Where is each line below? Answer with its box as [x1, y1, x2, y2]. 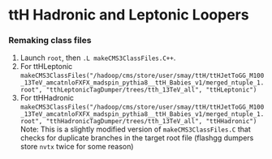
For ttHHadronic [19, 93, 75, 103]
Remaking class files [8, 35, 92, 46]
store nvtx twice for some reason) [19, 142, 134, 152]
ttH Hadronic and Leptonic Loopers [8, 6, 249, 24]
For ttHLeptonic [19, 62, 73, 71]
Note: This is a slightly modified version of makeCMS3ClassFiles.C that [19, 124, 251, 135]
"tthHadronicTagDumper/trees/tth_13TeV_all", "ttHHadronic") [45, 118, 257, 126]
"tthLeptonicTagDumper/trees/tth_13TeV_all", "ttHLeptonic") [45, 86, 257, 94]
